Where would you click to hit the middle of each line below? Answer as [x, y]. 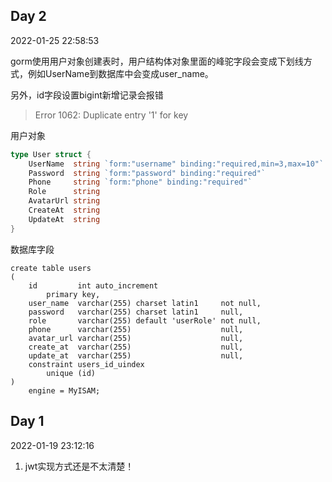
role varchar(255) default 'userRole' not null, [145, 320]
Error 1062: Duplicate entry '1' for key [111, 115]
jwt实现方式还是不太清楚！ [79, 466]
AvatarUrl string [64, 201]
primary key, [73, 294]
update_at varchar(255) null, [136, 355]
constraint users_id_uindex [86, 364]
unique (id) [71, 373]
